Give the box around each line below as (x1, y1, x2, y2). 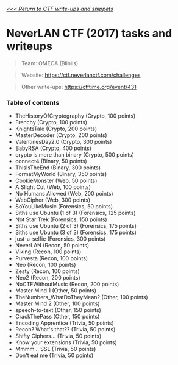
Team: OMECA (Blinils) (21, 59, 79, 66)
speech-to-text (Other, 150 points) (15, 307, 102, 314)
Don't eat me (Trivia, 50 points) (15, 352, 94, 359)
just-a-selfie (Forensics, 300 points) (15, 235, 106, 243)
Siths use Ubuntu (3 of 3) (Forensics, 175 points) (15, 229, 137, 236)
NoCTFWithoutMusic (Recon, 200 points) (15, 280, 119, 288)
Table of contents (6, 98, 60, 107)
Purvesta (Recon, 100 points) (15, 255, 88, 262)
